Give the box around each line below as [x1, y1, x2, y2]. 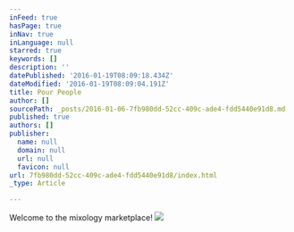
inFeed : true [9, 12, 58, 22]
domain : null [17, 145, 66, 154]
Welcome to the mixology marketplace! [9, 212, 154, 223]
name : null [17, 137, 58, 146]
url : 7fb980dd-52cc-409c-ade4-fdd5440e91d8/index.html [9, 170, 218, 179]
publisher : [9, 129, 50, 138]
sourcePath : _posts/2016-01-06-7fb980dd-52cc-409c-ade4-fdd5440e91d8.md [9, 104, 286, 113]
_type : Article [9, 179, 66, 188]
